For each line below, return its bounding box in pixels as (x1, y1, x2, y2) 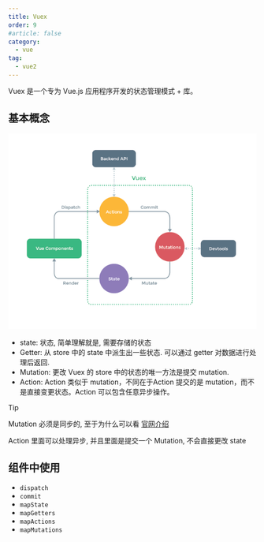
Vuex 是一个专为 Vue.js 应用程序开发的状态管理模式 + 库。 (8, 86, 198, 95)
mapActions (19, 518, 56, 525)
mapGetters (19, 509, 56, 517)
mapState (19, 501, 49, 509)
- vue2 (15, 63, 37, 71)
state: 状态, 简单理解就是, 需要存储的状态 (19, 338, 152, 347)
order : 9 (8, 21, 37, 29)
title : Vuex (8, 13, 47, 21)
